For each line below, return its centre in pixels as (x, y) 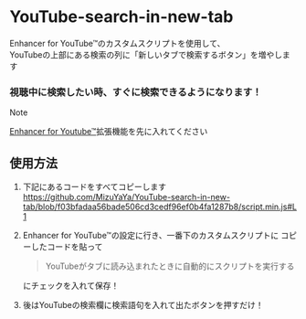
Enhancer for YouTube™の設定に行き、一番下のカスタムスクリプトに (151, 236)
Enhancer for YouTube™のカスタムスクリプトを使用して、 (117, 43)
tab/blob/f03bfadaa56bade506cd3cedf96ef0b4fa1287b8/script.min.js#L (159, 207)
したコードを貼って (67, 247)
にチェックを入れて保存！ (71, 286)
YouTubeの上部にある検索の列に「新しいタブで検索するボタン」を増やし (146, 54)
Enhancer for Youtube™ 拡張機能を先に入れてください (109, 132)
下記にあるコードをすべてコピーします (95, 187)
